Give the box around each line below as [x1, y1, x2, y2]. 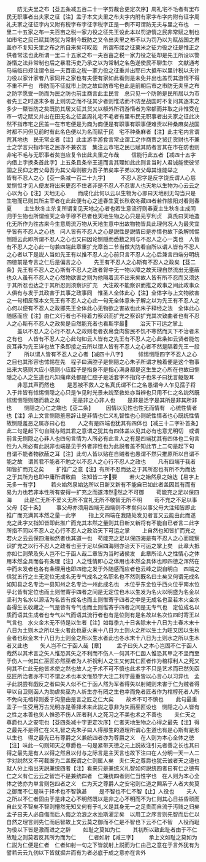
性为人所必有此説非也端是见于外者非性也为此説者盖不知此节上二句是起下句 [6, 442, 194, 450]
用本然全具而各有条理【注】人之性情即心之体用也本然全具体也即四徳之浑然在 [6, 558, 200, 564]
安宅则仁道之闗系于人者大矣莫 [124, 780, 200, 787]
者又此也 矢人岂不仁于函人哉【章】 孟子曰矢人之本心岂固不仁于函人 [6, 642, 197, 649]
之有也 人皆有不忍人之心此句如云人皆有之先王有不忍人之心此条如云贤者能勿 [6, 335, 200, 342]
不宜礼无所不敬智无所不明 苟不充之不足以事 [77, 496, 197, 503]
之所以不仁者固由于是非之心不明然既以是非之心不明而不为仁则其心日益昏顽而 [6, 795, 200, 802]
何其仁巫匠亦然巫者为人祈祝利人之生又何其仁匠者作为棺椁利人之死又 [27, 657, 200, 664]
